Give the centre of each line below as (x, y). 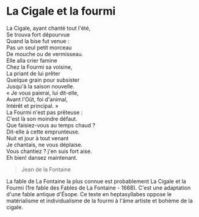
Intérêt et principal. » (33, 105)
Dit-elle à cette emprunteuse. (43, 132)
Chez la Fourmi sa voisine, (39, 67)
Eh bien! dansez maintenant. (42, 157)
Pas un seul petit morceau (39, 48)
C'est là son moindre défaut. (42, 119)
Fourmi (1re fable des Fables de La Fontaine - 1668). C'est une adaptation (99, 188)
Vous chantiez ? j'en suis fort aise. (49, 151)
